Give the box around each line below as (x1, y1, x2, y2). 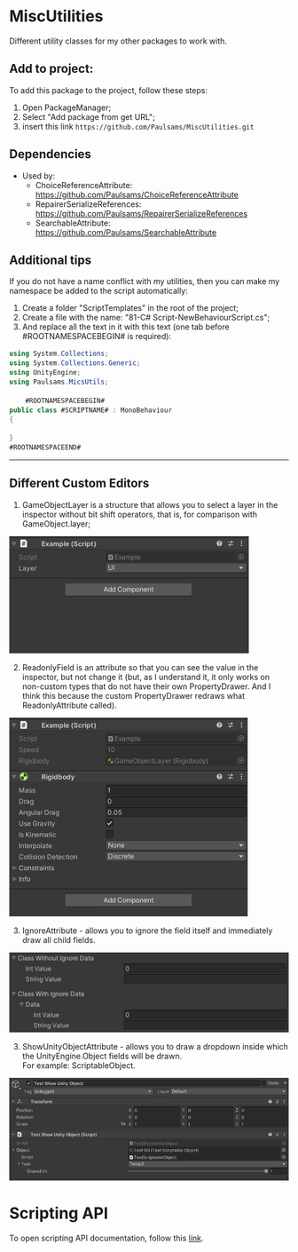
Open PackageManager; (21, 102, 112, 113)
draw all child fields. (21, 934, 96, 945)
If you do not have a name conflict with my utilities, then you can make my (9, 276, 280, 287)
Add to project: (9, 61, 94, 76)
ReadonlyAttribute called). (21, 700, 117, 710)
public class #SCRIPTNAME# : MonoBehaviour (9, 406, 173, 415)
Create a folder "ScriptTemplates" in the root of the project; (21, 303, 239, 313)
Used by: (21, 170, 56, 181)
